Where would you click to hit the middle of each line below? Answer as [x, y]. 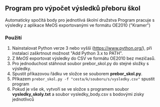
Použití [13, 38]
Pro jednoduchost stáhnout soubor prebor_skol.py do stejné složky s [80, 64]
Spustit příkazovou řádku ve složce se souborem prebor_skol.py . [77, 74]
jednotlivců [23, 99]
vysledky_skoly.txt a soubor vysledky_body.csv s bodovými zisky [78, 94]
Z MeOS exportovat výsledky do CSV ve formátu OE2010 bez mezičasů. [84, 58]
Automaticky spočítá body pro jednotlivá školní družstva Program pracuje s [80, 20]
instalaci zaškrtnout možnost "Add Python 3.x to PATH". [67, 53]
